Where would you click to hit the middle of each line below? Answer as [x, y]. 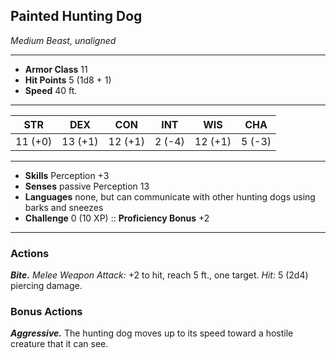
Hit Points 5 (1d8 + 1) [68, 80]
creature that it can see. [59, 344]
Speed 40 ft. [51, 90]
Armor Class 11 [56, 69]
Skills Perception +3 [67, 175]
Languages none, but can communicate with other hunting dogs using [170, 196]
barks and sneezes [64, 207]
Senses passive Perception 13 [87, 186]
